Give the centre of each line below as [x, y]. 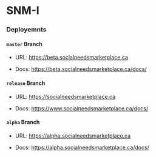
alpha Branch [23, 122]
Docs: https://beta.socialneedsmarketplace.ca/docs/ [81, 69]
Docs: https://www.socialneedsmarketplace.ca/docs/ [82, 108]
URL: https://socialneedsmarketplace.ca [65, 96]
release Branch [26, 83]
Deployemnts [26, 30]
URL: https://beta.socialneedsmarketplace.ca [72, 58]
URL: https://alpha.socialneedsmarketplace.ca [73, 135]
